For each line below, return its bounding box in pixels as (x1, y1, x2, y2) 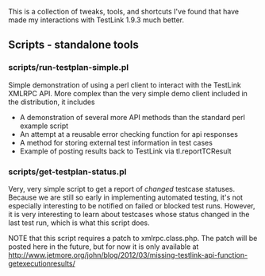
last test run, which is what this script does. (8, 218, 151, 227)
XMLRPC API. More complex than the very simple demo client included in (8, 88, 248, 98)
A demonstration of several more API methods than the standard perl (19, 112, 246, 122)
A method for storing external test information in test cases (19, 138, 213, 147)
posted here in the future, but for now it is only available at (8, 242, 199, 251)
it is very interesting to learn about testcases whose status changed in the (8, 209, 250, 219)
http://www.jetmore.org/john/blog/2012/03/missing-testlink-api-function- (8, 250, 248, 259)
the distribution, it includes (8, 97, 95, 107)
